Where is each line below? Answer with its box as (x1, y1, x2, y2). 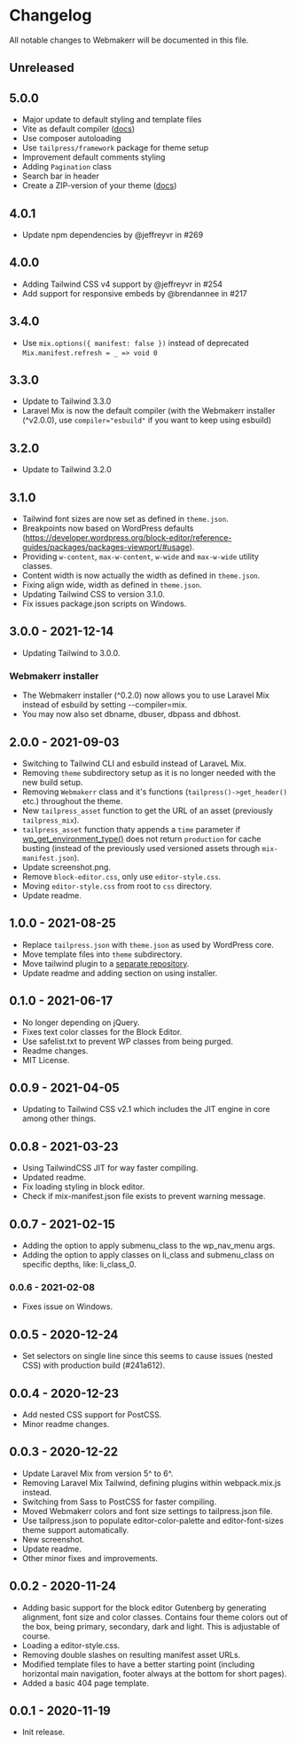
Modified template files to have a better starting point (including (21, 1659, 255, 1669)
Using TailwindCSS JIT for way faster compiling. (21, 1163, 199, 1173)
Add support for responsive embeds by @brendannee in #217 (21, 288, 248, 298)
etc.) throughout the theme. (21, 795, 123, 806)
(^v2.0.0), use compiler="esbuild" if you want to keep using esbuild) (21, 414, 272, 426)
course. (21, 1630, 51, 1641)
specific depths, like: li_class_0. (21, 1259, 137, 1269)
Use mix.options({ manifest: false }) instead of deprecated (21, 337, 250, 348)
